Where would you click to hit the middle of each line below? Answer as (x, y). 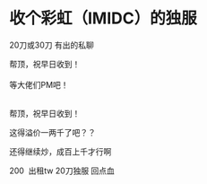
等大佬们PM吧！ (39, 84)
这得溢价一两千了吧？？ (52, 132)
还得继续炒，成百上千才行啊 (60, 151)
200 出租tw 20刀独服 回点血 (62, 171)
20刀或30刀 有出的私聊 (52, 45)
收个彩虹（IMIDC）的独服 (103, 18)
